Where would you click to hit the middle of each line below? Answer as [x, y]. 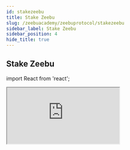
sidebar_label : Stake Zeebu [41, 28]
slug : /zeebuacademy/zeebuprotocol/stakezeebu [65, 23]
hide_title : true [28, 40]
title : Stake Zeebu [31, 17]
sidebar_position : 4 [32, 34]
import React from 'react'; [38, 78]
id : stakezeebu [25, 12]
